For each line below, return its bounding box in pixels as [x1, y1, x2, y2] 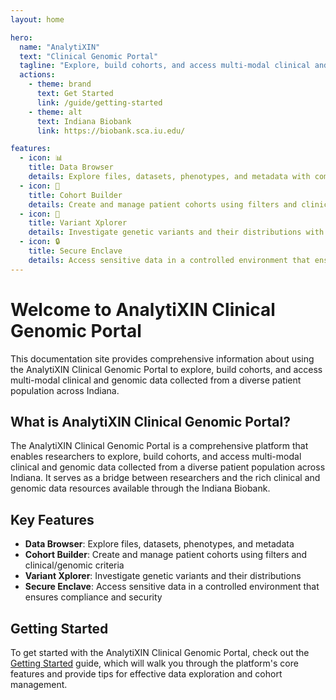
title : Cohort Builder [28, 190, 123, 200]
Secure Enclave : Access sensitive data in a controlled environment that [24, 581, 320, 593]
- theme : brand [28, 79, 92, 90]
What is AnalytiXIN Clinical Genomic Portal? [10, 413, 291, 430]
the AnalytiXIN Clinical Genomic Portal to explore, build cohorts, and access [10, 363, 323, 375]
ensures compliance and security [24, 591, 163, 603]
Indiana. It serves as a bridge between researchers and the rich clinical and [10, 472, 321, 484]
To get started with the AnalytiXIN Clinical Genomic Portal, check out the [10, 647, 310, 658]
